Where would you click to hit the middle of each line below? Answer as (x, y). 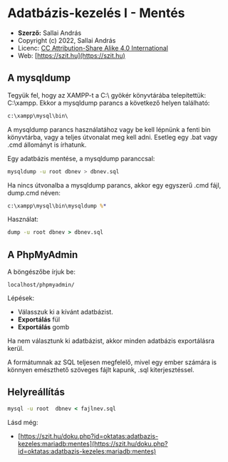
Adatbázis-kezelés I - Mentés (96, 13)
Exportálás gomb (43, 327)
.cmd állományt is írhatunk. (47, 145)
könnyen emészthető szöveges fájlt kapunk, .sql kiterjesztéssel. (101, 370)
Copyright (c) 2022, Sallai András (67, 40)
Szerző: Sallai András (50, 33)
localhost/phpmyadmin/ (41, 285)
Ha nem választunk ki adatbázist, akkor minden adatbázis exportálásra (111, 341)
